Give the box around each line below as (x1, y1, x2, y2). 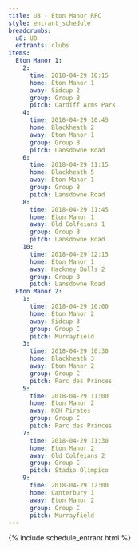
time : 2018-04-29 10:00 (29, 302, 109, 310)
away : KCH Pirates (29, 406, 91, 415)
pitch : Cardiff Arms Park (29, 101, 116, 109)
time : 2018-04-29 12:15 (29, 250, 109, 258)
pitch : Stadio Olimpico (29, 467, 109, 475)
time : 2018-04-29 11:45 (29, 205, 109, 213)
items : (8, 49, 30, 57)
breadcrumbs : (8, 26, 52, 34)
